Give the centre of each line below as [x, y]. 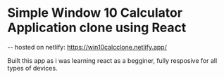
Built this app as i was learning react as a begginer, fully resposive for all [112, 60]
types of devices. [32, 68]
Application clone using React [97, 28]
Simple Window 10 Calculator [95, 13]
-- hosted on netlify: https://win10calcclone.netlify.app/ [87, 47]
